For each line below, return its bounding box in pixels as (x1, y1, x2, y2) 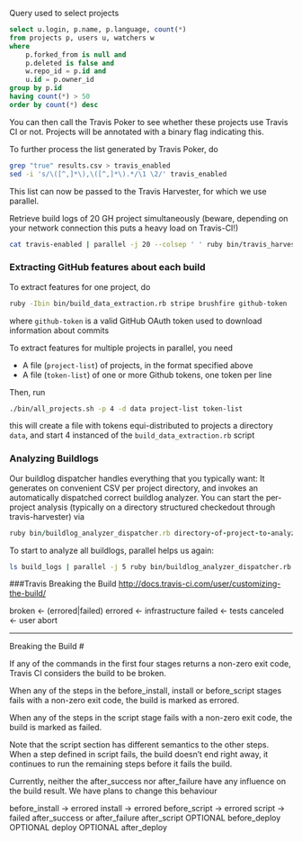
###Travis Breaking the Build (9, 578, 117, 589)
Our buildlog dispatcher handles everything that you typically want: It (9, 473, 265, 484)
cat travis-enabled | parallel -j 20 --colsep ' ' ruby (9, 240, 223, 249)
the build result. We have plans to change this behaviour (9, 785, 218, 796)
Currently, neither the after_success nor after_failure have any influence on (9, 776, 286, 787)
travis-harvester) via (9, 511, 85, 521)
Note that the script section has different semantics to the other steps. (9, 739, 270, 750)
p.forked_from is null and (25, 50, 127, 59)
